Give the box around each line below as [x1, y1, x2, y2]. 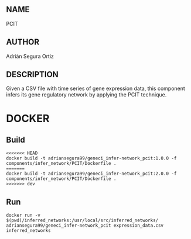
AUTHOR [6, 37, 40, 47]
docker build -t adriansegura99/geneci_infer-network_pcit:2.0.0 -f [6, 171, 177, 177]
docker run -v [6, 213, 41, 219]
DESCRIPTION [6, 70, 59, 79]
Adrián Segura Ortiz [6, 53, 54, 60]
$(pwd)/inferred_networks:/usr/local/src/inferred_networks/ [6, 217, 159, 224]
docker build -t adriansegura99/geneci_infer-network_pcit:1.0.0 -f [6, 155, 177, 161]
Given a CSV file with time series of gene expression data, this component [6, 85, 186, 92]
